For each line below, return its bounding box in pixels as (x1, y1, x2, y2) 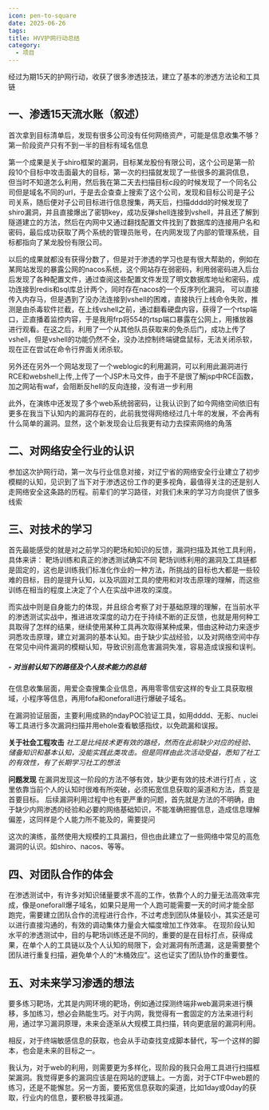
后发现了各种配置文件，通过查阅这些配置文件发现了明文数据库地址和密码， (8, 274, 253, 284)
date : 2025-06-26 (8, 19, 66, 27)
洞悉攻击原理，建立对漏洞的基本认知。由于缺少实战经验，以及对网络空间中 (8, 632, 253, 642)
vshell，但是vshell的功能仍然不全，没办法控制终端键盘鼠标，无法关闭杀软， (8, 334, 257, 344)
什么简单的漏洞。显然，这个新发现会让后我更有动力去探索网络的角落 (8, 418, 232, 428)
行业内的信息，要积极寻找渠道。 (22, 1093, 128, 1103)
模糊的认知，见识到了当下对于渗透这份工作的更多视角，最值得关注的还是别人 (8, 477, 260, 487)
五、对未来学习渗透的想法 (8, 976, 134, 989)
